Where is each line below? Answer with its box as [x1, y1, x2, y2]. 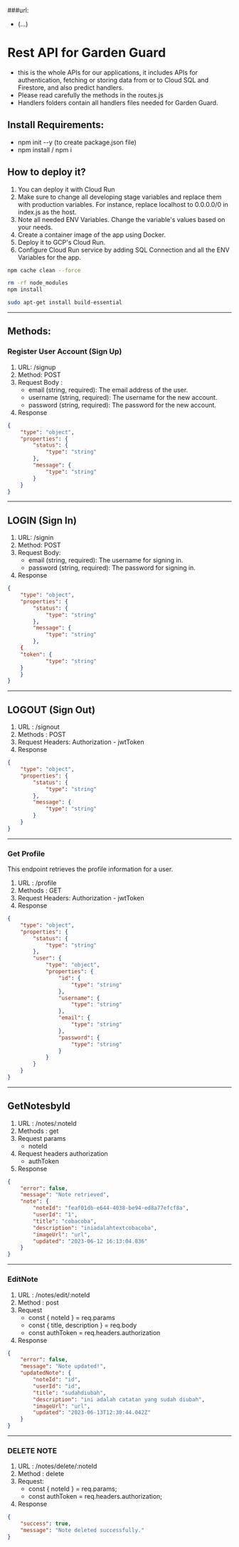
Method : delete [17, 1469, 65, 1478]
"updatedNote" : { [20, 1369, 72, 1377]
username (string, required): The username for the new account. [28, 393, 218, 401]
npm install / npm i [17, 145, 73, 154]
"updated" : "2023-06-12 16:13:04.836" [33, 1238, 148, 1245]
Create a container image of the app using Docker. [17, 230, 166, 239]
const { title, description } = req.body [28, 1321, 137, 1329]
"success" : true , [20, 1520, 72, 1528]
